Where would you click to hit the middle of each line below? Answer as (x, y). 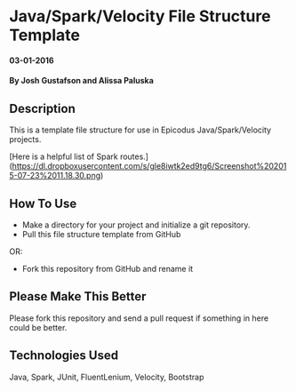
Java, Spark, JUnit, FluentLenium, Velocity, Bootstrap (107, 377)
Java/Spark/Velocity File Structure (140, 16)
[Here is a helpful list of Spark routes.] (79, 156)
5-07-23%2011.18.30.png (55, 176)
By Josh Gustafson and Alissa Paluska (81, 81)
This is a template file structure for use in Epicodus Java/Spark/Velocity (140, 130)
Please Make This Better (78, 296)
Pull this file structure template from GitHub (101, 234)
